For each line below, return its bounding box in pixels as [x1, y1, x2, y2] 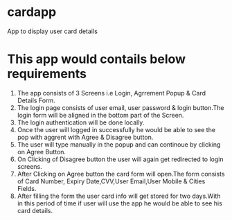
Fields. [17, 184, 37, 192]
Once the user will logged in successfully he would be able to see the [17, 125, 216, 134]
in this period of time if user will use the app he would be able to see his [17, 199, 223, 208]
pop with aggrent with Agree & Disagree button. [17, 133, 154, 141]
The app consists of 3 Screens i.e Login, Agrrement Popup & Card [17, 89, 206, 97]
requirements [7, 66, 87, 82]
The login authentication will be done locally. [17, 118, 145, 127]
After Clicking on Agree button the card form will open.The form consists [17, 169, 225, 178]
